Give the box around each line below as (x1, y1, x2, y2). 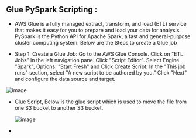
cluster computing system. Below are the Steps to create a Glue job (14, 39, 177, 46)
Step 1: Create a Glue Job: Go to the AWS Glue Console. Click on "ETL (14, 50, 184, 58)
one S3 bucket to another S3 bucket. (14, 104, 104, 111)
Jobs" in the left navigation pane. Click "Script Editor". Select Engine (14, 56, 180, 63)
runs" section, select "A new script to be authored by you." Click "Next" (14, 69, 187, 76)
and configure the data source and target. (14, 75, 116, 82)
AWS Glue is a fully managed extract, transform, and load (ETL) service (14, 20, 187, 27)
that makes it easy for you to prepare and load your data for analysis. (14, 26, 181, 33)
